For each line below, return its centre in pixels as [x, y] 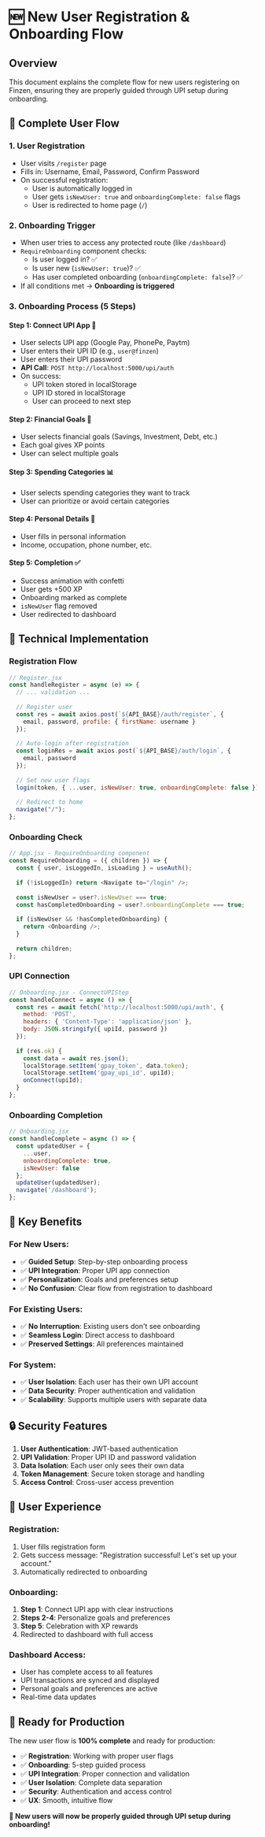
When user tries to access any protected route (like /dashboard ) [123, 242]
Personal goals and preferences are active [89, 1689]
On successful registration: [64, 180]
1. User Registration [47, 146]
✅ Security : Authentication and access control [96, 1791]
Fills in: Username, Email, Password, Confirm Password [110, 171]
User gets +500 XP [52, 589]
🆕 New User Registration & [99, 17]
